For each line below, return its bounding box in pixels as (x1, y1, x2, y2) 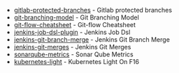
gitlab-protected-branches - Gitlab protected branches (13, 6, 173, 14)
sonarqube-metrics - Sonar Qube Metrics (13, 50, 134, 58)
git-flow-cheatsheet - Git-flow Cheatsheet (13, 21, 136, 29)
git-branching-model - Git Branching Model (13, 13, 140, 22)
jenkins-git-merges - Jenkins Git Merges (13, 43, 131, 51)
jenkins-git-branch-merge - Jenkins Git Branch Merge (13, 35, 170, 44)
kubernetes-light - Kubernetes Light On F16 (13, 58, 140, 65)
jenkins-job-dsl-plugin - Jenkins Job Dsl (13, 28, 131, 36)
